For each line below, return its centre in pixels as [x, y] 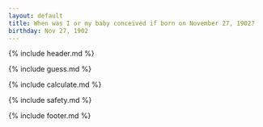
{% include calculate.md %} [55, 84]
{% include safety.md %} [50, 100]
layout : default [36, 16]
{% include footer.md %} [50, 116]
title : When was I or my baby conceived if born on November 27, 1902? [131, 23]
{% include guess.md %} [50, 69]
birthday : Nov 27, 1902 [49, 31]
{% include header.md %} [51, 54]
